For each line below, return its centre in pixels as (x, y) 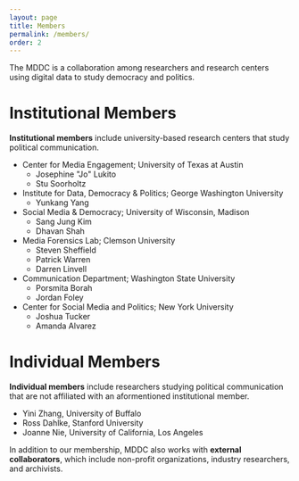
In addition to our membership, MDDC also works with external (125, 450)
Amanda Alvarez (66, 326)
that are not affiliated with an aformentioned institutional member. (129, 396)
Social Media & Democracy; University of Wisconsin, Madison (136, 212)
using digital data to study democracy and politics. (102, 78)
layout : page (33, 17)
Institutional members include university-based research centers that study (149, 138)
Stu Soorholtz (61, 184)
